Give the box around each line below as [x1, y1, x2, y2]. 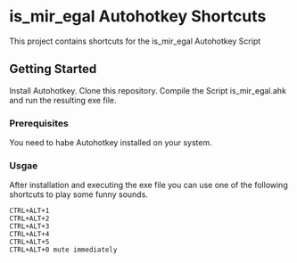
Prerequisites [9, 117, 69, 129]
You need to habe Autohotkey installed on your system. [9, 137, 212, 148]
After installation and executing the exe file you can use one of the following [9, 180, 288, 191]
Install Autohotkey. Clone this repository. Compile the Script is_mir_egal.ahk [9, 85, 287, 95]
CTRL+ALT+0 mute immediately [9, 245, 118, 255]
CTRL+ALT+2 [9, 214, 50, 224]
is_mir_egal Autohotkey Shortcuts [9, 6, 267, 27]
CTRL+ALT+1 [9, 207, 50, 216]
